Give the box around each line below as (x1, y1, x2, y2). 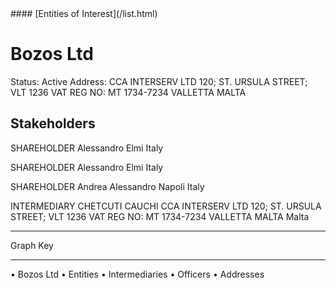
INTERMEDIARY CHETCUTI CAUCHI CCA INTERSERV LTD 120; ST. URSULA (10, 200, 322, 212)
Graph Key (10, 239, 54, 251)
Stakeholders (10, 115, 96, 132)
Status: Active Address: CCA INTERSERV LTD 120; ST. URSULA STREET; (10, 75, 308, 87)
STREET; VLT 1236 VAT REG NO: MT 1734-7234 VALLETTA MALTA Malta (10, 210, 310, 222)
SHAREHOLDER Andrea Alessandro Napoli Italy (10, 180, 205, 192)
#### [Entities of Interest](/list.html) (10, 8, 158, 19)
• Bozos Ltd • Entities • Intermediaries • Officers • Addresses (10, 268, 265, 280)
